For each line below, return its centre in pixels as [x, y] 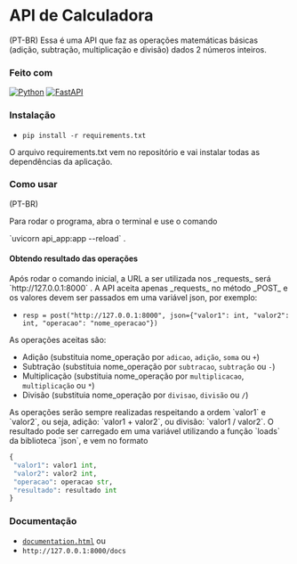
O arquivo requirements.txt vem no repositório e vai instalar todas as [135, 151]
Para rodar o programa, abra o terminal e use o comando [113, 221]
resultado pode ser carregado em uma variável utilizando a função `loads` [144, 431]
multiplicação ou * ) [58, 386]
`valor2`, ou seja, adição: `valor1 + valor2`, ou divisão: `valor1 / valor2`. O [141, 422]
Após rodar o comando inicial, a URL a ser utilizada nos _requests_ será [140, 279]
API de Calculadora [81, 16]
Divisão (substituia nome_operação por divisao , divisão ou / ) [135, 395]
